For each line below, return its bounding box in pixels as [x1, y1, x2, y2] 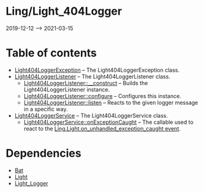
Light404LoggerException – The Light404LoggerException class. [14, 66, 180, 74]
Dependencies [6, 146, 81, 161]
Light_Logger [14, 180, 48, 187]
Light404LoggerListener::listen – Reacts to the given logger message [23, 99, 198, 106]
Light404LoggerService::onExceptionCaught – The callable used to [23, 118, 194, 126]
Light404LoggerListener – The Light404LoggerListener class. [14, 72, 171, 80]
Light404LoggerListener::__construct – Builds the [23, 79, 148, 86]
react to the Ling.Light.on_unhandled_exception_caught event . [23, 124, 181, 132]
